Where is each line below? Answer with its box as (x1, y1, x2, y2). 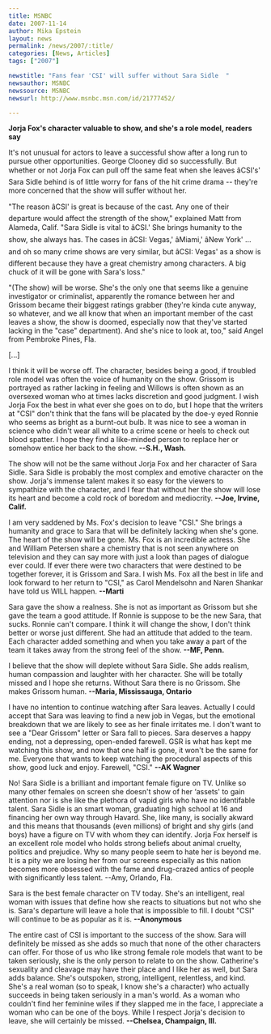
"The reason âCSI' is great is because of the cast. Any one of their (8, 202, 230, 211)
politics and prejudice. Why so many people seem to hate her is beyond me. (8, 847, 261, 857)
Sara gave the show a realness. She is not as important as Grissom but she (8, 602, 258, 612)
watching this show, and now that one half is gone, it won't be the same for (8, 746, 259, 755)
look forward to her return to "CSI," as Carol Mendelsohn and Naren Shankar (8, 578, 264, 588)
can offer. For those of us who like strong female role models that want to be (8, 947, 263, 957)
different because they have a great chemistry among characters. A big (8, 258, 247, 268)
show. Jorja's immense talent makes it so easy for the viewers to (8, 476, 224, 486)
